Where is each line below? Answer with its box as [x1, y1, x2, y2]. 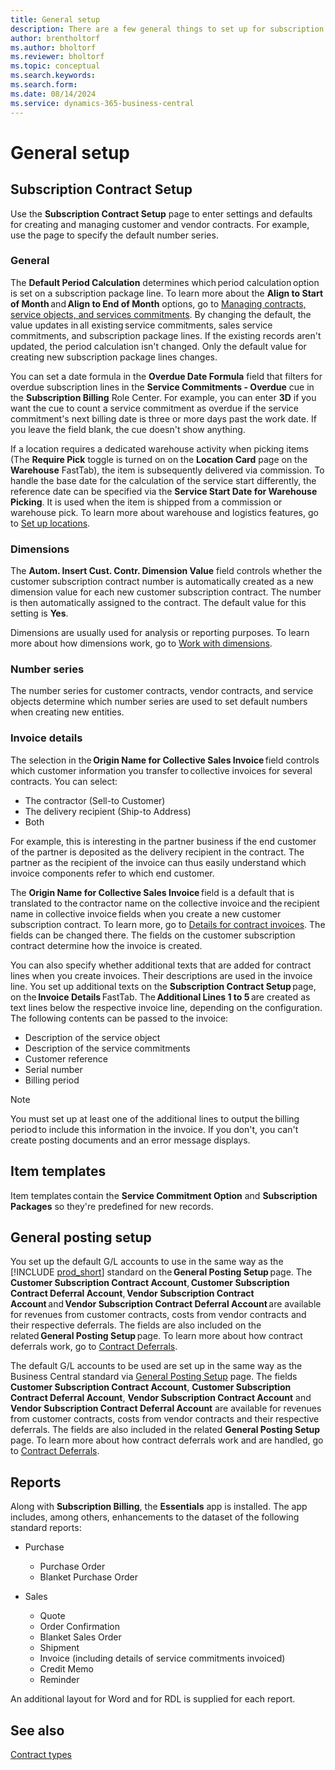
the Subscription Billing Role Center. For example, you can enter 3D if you [10, 391, 317, 403]
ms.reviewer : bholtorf [10, 52, 105, 62]
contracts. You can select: [10, 775, 118, 787]
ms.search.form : [10, 80, 78, 90]
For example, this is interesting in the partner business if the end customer [10, 835, 317, 847]
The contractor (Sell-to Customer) [24, 794, 166, 806]
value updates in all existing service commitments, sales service [10, 319, 273, 331]
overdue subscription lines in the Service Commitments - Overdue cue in [10, 381, 315, 393]
